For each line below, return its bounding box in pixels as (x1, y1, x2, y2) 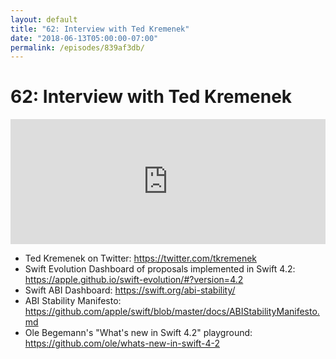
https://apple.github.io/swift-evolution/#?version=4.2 (24, 274, 244, 286)
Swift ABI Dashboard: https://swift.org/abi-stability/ (24, 284, 236, 296)
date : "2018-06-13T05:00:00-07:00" (10, 33, 159, 43)
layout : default (10, 14, 78, 25)
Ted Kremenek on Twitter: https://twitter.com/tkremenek (24, 252, 258, 265)
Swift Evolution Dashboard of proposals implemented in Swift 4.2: (24, 263, 296, 275)
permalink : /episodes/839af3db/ (10, 42, 145, 53)
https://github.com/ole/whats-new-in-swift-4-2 (24, 337, 221, 350)
